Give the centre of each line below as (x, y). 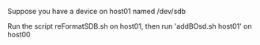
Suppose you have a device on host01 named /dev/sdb (97, 11)
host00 (19, 35)
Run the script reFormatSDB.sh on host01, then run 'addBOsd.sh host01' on (130, 26)
